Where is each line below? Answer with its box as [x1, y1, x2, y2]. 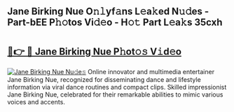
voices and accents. [7, 98, 65, 106]
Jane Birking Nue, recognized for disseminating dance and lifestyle [7, 76, 201, 83]
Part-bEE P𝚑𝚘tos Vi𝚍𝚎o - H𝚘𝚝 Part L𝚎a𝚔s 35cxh [7, 17, 223, 29]
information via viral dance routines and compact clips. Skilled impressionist [7, 83, 227, 91]
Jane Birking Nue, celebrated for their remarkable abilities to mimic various [7, 90, 223, 99]
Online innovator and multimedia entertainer [87, 68, 215, 76]
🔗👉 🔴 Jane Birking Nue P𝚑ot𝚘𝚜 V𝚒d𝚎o [7, 45, 182, 57]
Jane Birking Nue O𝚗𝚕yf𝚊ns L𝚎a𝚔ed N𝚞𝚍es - [7, 6, 209, 17]
